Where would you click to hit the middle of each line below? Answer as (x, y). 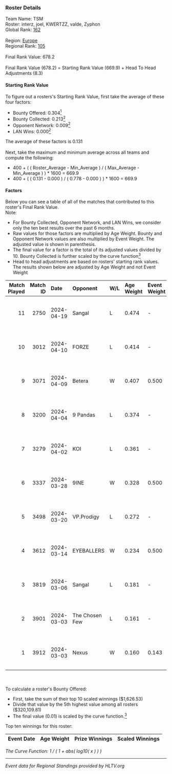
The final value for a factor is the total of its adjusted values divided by (87, 250)
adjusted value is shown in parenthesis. (54, 245)
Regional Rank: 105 (25, 46)
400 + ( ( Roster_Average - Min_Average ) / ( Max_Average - (76, 168)
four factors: (18, 102)
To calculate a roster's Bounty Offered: (46, 689)
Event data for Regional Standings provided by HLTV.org (65, 766)
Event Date (21, 739)
